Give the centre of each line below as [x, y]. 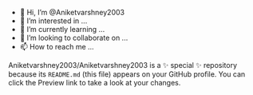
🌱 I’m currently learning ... [62, 29]
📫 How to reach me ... [57, 47]
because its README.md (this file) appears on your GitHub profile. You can [127, 74]
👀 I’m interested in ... [53, 21]
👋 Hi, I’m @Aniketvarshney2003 [72, 12]
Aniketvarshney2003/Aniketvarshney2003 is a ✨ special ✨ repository [123, 65]
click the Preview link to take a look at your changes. [95, 83]
